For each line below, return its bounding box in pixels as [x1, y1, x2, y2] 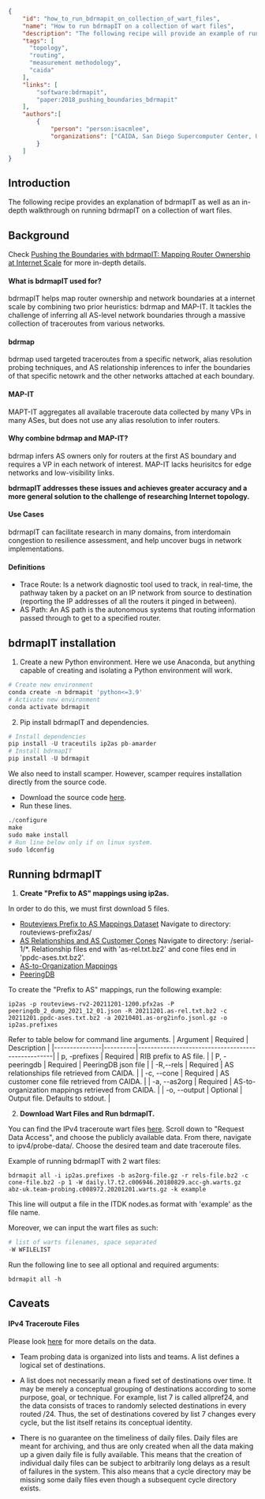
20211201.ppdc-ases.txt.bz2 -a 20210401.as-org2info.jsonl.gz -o [8, 1014, 227, 1022]
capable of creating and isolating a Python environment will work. [19, 666, 233, 675]
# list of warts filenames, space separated [8, 1238, 157, 1247]
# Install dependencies [8, 732, 87, 741]
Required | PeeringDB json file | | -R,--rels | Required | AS [47, 1060, 234, 1070]
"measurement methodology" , [28, 59, 122, 67]
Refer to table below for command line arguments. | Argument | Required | [8, 1035, 249, 1044]
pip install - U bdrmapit [8, 755, 90, 763]
